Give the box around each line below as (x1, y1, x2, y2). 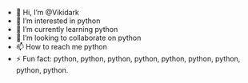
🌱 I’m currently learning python (15, 25, 118, 34)
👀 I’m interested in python (15, 16, 101, 26)
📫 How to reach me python (15, 42, 108, 51)
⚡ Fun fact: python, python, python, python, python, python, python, (15, 54, 241, 63)
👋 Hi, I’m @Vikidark (15, 8, 80, 17)
